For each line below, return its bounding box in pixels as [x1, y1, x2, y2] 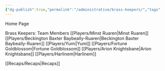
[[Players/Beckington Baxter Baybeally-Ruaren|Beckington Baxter [5, 35, 139, 41]
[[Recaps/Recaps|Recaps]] [5, 60, 60, 66]
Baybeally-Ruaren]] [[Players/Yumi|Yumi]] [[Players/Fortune [5, 40, 127, 47]
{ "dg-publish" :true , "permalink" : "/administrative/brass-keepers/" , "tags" [5, 7, 161, 12]
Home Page [5, 21, 29, 26]
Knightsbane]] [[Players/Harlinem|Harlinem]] [5, 51, 97, 57]
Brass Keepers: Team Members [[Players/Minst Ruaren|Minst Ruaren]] [5, 30, 149, 36]
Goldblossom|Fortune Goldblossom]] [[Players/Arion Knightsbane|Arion [5, 46, 152, 51]
